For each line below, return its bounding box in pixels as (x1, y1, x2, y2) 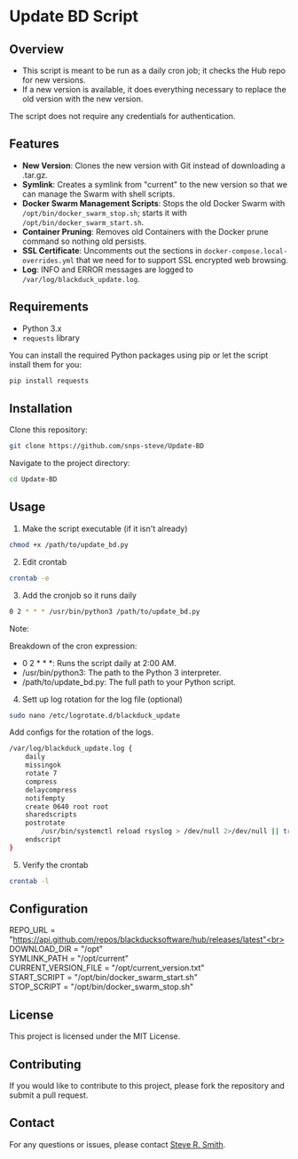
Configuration (9, 901, 89, 917)
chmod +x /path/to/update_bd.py (9, 540, 129, 549)
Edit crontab (21, 556, 67, 567)
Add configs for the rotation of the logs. (9, 727, 154, 737)
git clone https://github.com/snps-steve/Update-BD (9, 442, 204, 451)
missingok (25, 761, 62, 770)
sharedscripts (25, 810, 77, 819)
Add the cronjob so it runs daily (21, 590, 137, 600)
